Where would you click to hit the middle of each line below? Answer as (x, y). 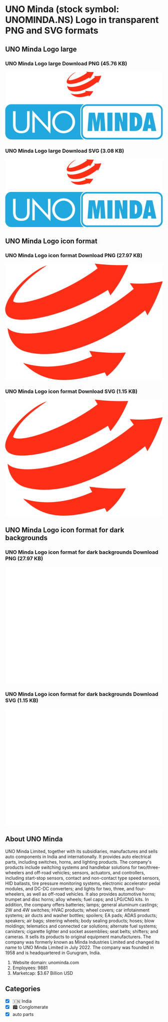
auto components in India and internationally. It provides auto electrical (78, 856)
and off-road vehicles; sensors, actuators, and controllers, (85, 872)
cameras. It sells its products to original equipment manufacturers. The (78, 937)
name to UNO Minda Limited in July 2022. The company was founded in (79, 947)
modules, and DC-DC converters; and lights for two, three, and (70, 888)
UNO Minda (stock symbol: (62, 9)
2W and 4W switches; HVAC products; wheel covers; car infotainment (77, 910)
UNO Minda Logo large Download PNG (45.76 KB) (66, 63)
